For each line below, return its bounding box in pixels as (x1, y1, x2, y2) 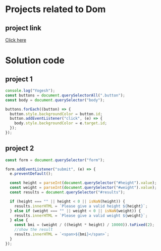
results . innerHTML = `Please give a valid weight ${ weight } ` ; (14, 213, 148, 218)
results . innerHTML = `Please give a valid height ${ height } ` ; (14, 204, 148, 209)
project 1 (5, 75, 33, 83)
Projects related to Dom (5, 4, 106, 15)
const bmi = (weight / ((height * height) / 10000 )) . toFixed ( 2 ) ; (14, 222, 155, 228)
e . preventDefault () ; (10, 171, 53, 176)
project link (5, 24, 42, 32)
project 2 (5, 144, 34, 153)
